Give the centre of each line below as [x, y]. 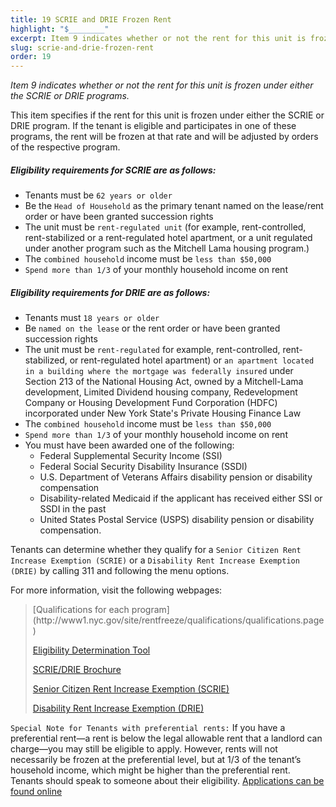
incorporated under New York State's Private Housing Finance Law [163, 413]
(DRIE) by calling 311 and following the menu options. [120, 571]
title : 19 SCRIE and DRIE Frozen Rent [91, 19]
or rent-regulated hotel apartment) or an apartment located [192, 360]
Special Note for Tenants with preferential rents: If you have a [148, 728]
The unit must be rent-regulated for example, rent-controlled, [152, 350]
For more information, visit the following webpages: [116, 590]
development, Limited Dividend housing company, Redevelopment [161, 392]
